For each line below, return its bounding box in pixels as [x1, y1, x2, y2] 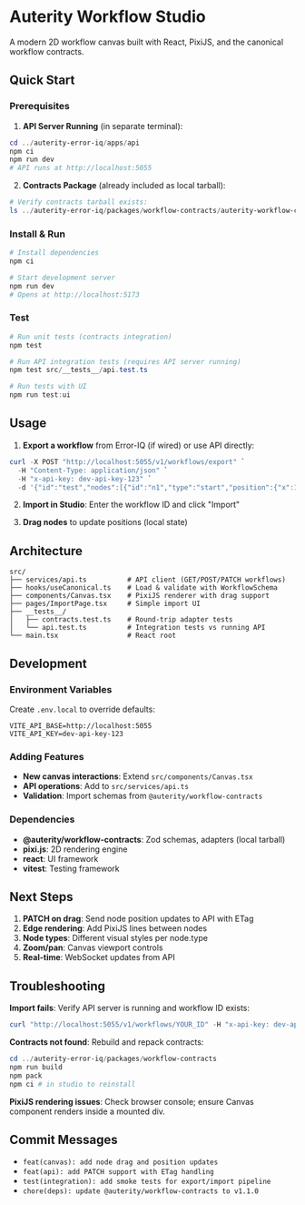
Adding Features [9, 750, 84, 763]
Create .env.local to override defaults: [9, 704, 156, 714]
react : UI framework [22, 853, 99, 864]
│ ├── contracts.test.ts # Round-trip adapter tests [9, 615, 233, 624]
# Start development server [9, 273, 116, 282]
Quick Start [9, 73, 75, 88]
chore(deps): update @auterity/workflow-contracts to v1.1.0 [22, 1187, 260, 1196]
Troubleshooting [9, 978, 106, 994]
